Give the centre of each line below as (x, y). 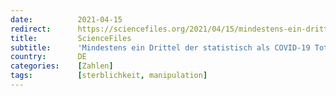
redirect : (31, 29)
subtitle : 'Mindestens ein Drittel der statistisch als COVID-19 (160, 47)
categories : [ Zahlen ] (62, 66)
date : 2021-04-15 (66, 19)
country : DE (48, 57)
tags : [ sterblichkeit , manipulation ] (109, 76)
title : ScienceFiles (71, 38)
